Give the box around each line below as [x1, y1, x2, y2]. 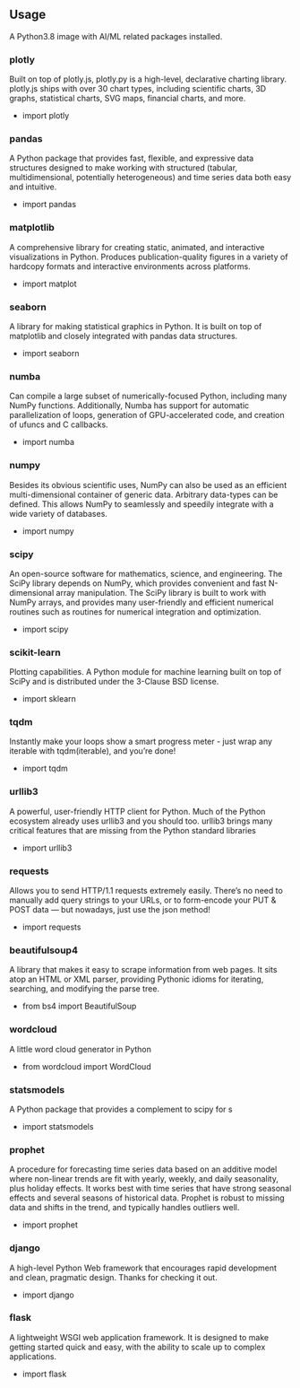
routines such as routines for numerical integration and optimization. [9, 606, 261, 617]
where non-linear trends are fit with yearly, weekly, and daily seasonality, [9, 1174, 279, 1184]
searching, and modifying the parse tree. [9, 983, 159, 994]
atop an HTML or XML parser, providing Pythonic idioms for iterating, [9, 973, 264, 985]
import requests [21, 921, 81, 932]
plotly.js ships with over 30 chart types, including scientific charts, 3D [9, 83, 267, 94]
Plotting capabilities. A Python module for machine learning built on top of [9, 667, 282, 677]
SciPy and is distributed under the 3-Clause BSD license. [9, 677, 219, 687]
